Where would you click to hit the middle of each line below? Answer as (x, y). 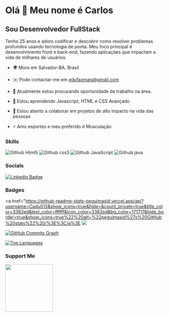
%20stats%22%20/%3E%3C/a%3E (43, 223)
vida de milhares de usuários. (36, 57)
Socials (14, 166)
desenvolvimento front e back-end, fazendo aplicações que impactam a (80, 52)
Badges (15, 190)
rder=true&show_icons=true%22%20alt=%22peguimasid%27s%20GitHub (84, 217)
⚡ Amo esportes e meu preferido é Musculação (62, 127)
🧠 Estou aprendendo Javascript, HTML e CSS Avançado (71, 101)
